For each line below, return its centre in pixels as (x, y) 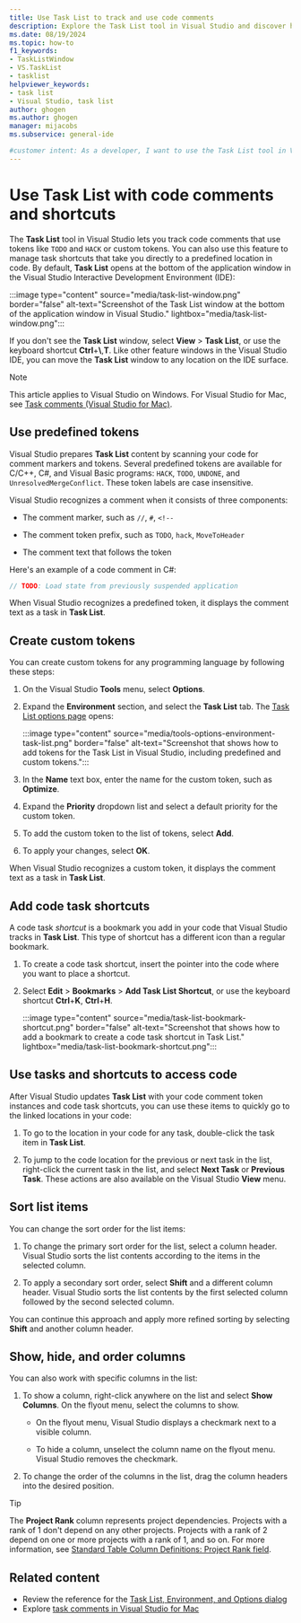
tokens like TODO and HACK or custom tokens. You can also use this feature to (149, 249)
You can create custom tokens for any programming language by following (147, 662)
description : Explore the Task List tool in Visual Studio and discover (148, 26)
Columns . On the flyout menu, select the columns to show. (131, 1405)
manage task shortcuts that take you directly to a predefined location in (141, 258)
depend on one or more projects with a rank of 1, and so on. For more (138, 1540)
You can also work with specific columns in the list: (103, 1378)
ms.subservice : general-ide (62, 135)
